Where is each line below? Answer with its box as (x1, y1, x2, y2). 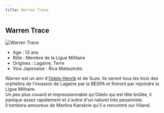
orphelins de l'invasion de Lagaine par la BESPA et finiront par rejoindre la (5, 81, 159, 87)
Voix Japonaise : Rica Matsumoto (12, 65, 83, 71)
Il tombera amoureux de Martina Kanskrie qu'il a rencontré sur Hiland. (5, 102, 151, 108)
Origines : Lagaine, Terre (12, 60, 64, 66)
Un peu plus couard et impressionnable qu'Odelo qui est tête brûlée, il (5, 92, 152, 98)
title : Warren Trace (5, 7, 49, 13)
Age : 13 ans (12, 49, 39, 56)
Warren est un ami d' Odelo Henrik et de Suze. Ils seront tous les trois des (5, 76, 158, 82)
